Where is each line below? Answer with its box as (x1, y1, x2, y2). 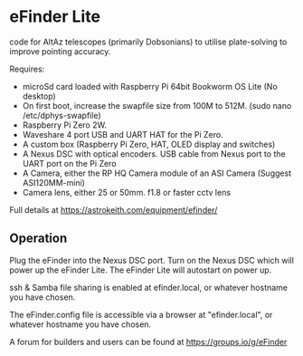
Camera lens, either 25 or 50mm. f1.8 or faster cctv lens (22, 187, 232, 197)
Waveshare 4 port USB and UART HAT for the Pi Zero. (22, 129, 223, 140)
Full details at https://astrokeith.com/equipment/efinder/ (9, 204, 218, 215)
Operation (9, 231, 68, 246)
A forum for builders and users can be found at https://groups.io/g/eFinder (9, 336, 288, 347)
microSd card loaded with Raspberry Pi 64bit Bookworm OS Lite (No (22, 81, 278, 91)
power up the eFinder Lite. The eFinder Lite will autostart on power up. (9, 265, 272, 275)
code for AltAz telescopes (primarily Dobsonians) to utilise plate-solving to (9, 36, 288, 47)
